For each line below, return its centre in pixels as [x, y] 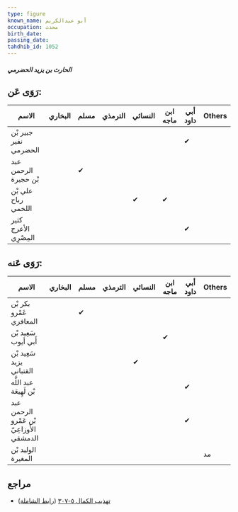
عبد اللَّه [22, 382]
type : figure [27, 14]
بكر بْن [21, 304]
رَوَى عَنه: [25, 263]
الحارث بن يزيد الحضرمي [40, 69]
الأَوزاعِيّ [24, 429]
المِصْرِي [23, 238]
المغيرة [22, 459]
